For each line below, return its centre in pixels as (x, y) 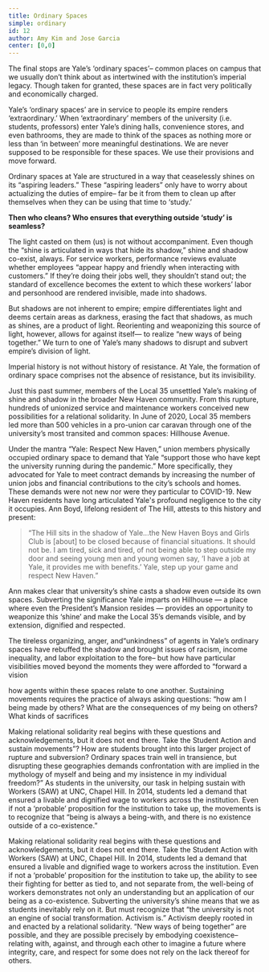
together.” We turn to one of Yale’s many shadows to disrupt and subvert (128, 343)
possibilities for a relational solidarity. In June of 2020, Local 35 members (130, 417)
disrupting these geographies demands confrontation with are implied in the (134, 766)
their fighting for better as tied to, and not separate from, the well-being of (131, 884)
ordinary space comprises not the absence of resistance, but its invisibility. (132, 375)
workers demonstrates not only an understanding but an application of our (131, 892)
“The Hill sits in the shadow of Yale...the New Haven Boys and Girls (139, 533)
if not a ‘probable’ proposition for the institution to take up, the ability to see (133, 876)
